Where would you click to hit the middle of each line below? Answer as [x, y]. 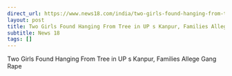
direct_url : [24, 13]
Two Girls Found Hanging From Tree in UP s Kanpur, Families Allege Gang [112, 59]
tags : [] [20, 39]
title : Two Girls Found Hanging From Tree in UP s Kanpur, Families [108, 26]
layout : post [26, 20]
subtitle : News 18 [33, 33]
